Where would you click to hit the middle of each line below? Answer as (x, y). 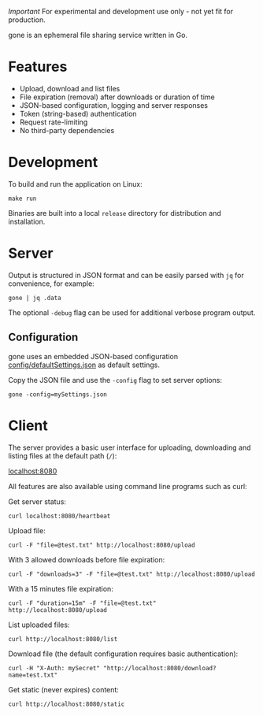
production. (27, 20)
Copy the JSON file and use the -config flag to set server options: (115, 380)
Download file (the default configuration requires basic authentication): (123, 654)
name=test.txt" (33, 675)
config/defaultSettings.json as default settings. (84, 365)
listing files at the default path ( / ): (63, 455)
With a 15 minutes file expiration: (61, 588)
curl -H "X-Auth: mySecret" (54, 668)
